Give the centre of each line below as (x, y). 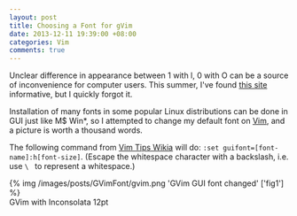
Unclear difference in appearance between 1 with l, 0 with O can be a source (149, 75)
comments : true (37, 50)
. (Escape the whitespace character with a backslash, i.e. (184, 157)
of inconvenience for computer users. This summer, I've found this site (138, 85)
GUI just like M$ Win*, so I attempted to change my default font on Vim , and (147, 121)
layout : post (33, 17)
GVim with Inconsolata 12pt (59, 202)
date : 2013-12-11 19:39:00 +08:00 (73, 34)
